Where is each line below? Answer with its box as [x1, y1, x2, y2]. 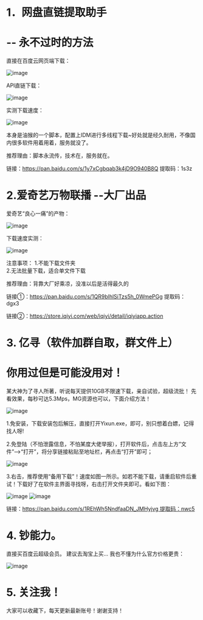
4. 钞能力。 [6, 529, 62, 543]
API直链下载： [6, 82, 42, 89]
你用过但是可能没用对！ [6, 366, 124, 380]
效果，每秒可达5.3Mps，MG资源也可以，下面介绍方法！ [11, 395, 151, 402]
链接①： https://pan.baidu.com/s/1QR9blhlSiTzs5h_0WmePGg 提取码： [6, 293, 186, 301]
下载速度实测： [6, 235, 44, 242]
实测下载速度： [6, 107, 44, 114]
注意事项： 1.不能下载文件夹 [6, 260, 76, 267]
